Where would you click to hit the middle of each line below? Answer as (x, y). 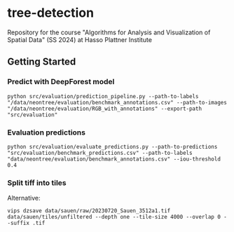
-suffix (19, 223)
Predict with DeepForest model (61, 82)
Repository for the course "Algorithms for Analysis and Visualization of (109, 32)
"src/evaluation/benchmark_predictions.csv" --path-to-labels (100, 153)
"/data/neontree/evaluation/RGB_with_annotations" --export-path (104, 109)
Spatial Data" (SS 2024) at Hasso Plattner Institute (80, 39)
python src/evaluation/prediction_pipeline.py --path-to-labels (103, 96)
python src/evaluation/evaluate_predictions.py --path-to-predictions (112, 146)
